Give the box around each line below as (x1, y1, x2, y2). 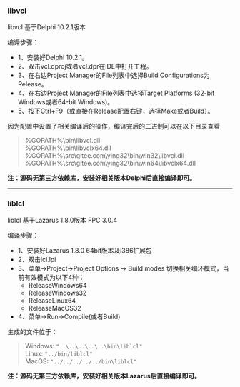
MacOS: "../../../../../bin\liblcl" (24, 356, 137, 366)
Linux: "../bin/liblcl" (24, 349, 93, 358)
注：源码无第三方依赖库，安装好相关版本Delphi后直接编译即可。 (7, 174, 196, 182)
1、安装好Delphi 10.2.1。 (17, 53, 89, 62)
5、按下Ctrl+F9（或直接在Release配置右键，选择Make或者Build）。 (17, 106, 214, 116)
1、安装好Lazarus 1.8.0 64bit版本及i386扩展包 (17, 246, 152, 255)
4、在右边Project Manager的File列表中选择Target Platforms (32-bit (17, 89, 215, 98)
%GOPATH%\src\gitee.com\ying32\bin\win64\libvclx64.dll (24, 159, 196, 168)
